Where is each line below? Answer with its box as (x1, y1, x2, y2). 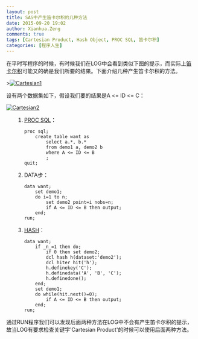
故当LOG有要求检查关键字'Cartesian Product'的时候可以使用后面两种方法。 (6, 326, 192, 333)
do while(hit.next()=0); (35, 291, 98, 297)
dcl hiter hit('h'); (45, 259, 98, 265)
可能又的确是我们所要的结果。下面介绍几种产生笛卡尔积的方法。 (22, 67, 181, 74)
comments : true (6, 31, 45, 37)
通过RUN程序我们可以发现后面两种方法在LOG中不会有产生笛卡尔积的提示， (6, 318, 193, 326)
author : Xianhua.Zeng (6, 25, 61, 32)
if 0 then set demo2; (45, 249, 101, 255)
